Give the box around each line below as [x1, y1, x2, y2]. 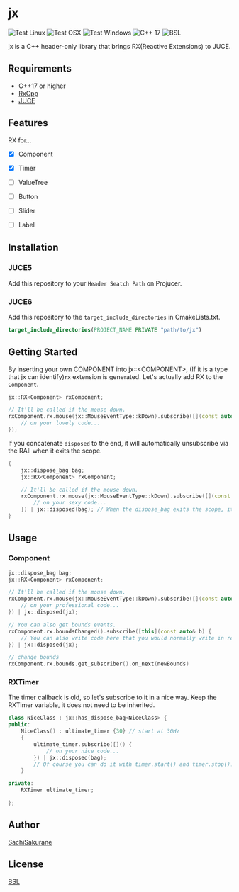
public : [8, 721, 31, 728]
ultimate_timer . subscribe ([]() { [33, 740, 133, 748]
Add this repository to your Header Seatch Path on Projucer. [8, 278, 182, 288]
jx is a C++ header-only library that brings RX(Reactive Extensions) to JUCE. [8, 42, 231, 50]
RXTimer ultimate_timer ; [21, 786, 94, 794]
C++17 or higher [18, 81, 66, 90]
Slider [18, 206, 36, 215]
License [8, 859, 44, 871]
